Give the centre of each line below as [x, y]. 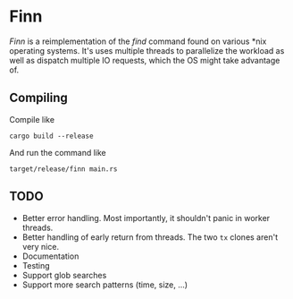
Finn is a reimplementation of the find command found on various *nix [138, 41]
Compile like [32, 119]
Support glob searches [64, 275]
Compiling [39, 98]
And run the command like [58, 152]
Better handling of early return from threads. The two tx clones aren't [150, 237]
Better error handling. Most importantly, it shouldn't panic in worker [146, 218]
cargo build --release [51, 136]
